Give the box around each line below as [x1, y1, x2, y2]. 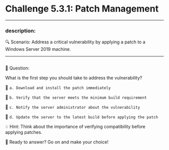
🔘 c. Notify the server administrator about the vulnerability [5, 104, 140, 110]
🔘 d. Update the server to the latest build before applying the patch [5, 114, 158, 120]
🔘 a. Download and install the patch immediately [5, 85, 111, 91]
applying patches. [5, 129, 43, 135]
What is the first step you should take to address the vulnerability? [5, 75, 142, 81]
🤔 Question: [5, 65, 30, 71]
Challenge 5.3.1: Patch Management [5, 3, 159, 15]
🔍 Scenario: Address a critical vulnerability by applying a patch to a [5, 39, 146, 45]
